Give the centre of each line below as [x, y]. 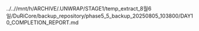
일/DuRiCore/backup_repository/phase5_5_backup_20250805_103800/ [94, 16]
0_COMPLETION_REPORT [38, 23]
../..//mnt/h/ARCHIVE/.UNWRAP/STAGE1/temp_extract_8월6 [79, 8]
